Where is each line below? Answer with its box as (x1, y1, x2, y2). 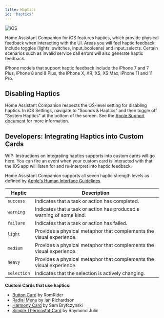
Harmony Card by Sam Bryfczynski (12, 302, 83, 308)
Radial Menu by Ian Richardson (12, 297, 75, 303)
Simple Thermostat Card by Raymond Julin (12, 308, 99, 314)
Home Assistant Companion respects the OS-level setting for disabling (5, 102, 147, 108)
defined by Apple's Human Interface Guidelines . (5, 178, 102, 184)
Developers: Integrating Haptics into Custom (5, 132, 144, 140)
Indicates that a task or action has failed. (35, 220, 128, 227)
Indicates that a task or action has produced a (35, 206, 140, 213)
